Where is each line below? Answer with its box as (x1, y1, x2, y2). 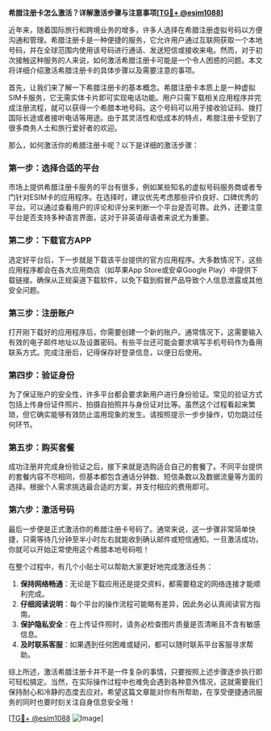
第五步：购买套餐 (8, 442, 75, 454)
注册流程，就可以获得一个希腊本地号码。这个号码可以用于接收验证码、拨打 (15, 103, 263, 112)
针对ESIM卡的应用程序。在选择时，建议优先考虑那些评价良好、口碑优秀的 (15, 192, 259, 202)
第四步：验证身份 (8, 370, 75, 381)
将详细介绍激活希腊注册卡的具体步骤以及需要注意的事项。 (8, 65, 199, 75)
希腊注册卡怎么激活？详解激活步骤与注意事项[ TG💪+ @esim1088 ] (8, 8, 224, 17)
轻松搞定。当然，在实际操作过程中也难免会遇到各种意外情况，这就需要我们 (15, 677, 263, 687)
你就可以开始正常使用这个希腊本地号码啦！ (8, 544, 150, 554)
